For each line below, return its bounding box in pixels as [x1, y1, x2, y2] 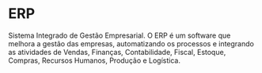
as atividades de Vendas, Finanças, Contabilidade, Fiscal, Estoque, [8, 47, 226, 57]
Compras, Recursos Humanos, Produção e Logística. [8, 56, 180, 65]
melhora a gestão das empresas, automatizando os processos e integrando [8, 38, 255, 48]
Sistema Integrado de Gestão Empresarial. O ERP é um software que [8, 31, 231, 40]
